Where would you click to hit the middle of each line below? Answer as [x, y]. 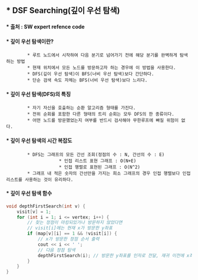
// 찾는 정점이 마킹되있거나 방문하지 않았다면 [75, 223]
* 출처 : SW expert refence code [45, 27]
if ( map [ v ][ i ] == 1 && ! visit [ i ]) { [72, 234]
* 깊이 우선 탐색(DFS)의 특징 [39, 94]
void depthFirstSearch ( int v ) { [46, 206]
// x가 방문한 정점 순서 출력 [68, 239]
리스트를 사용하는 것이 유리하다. [40, 179]
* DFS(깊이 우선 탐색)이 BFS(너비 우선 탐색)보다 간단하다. [91, 74]
